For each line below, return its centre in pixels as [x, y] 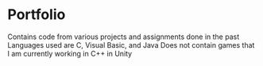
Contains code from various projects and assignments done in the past [124, 37]
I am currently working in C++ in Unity [70, 53]
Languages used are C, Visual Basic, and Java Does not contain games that [131, 45]
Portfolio [37, 15]
